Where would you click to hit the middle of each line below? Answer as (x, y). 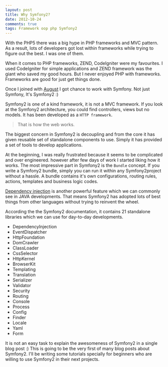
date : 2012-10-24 (23, 19)
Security (21, 291)
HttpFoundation (29, 237)
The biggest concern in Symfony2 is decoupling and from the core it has (80, 134)
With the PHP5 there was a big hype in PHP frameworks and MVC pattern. (82, 43)
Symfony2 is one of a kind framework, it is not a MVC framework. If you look (84, 104)
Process (21, 307)
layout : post (19, 10)
